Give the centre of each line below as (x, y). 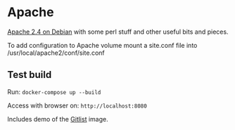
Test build (30, 75)
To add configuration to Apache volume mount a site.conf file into (102, 45)
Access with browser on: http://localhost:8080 (77, 105)
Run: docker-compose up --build (54, 91)
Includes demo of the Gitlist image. (58, 119)
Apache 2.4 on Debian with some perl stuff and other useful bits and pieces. (118, 32)
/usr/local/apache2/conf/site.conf (56, 53)
